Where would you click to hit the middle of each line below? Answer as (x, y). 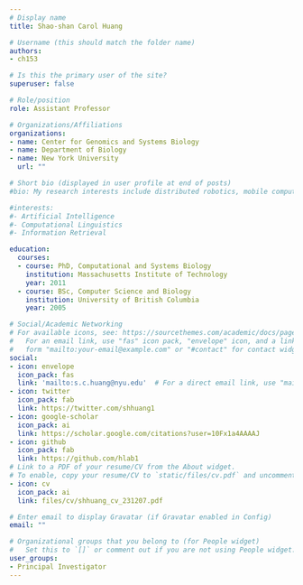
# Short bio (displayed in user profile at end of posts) (120, 183)
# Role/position (40, 100)
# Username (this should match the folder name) (102, 42)
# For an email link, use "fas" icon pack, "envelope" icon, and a (143, 341)
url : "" (32, 167)
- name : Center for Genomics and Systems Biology (105, 142)
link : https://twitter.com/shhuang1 (86, 408)
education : (30, 249)
